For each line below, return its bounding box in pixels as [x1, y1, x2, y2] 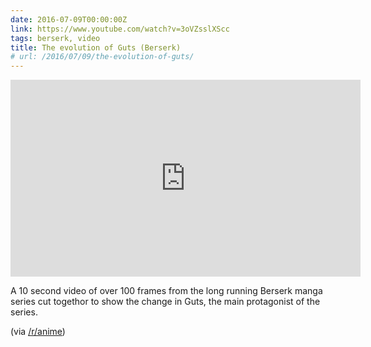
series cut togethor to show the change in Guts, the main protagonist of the [10, 296, 321, 308]
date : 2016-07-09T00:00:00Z [10, 14, 128, 25]
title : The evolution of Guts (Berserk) [10, 42, 182, 53]
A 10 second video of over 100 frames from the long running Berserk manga [10, 285, 323, 297]
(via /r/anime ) [10, 326, 66, 338]
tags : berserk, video [10, 33, 101, 43]
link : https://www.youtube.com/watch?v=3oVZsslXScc [10, 24, 230, 34]
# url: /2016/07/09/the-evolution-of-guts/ [10, 52, 195, 62]
